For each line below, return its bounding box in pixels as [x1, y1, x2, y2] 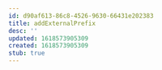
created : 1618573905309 [8, 42, 89, 50]
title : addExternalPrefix [8, 19, 96, 27]
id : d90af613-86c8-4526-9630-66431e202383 [8, 11, 154, 20]
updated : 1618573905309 [8, 34, 89, 43]
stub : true [8, 49, 45, 57]
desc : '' [8, 27, 38, 35]
